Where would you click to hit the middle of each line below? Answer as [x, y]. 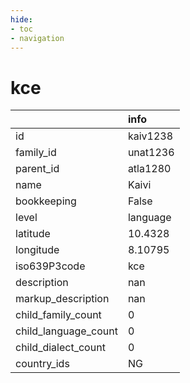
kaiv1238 [150, 136]
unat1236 [151, 153]
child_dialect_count [60, 348]
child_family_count [58, 315]
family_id [36, 153]
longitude [37, 250]
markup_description [62, 299]
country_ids [42, 364]
